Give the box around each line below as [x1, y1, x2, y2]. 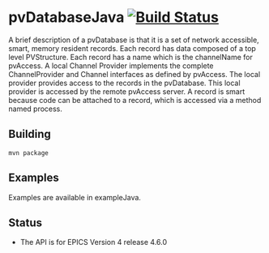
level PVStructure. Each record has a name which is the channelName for [8, 52, 253, 62]
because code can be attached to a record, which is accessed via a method [8, 95, 262, 105]
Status [8, 216, 43, 229]
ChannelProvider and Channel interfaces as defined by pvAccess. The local [8, 69, 261, 79]
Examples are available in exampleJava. [8, 192, 142, 202]
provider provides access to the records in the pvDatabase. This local [8, 78, 241, 88]
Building [8, 127, 51, 141]
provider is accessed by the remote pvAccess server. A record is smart [8, 86, 246, 96]
